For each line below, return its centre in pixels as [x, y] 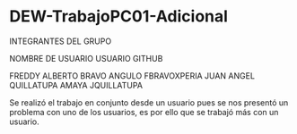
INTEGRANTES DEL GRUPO [61, 41]
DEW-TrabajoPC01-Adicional [119, 17]
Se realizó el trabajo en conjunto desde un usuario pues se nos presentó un [149, 102]
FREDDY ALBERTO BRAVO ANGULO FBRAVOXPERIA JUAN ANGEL [132, 75]
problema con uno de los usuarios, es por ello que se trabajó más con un [144, 112]
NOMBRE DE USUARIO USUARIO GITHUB [86, 58]
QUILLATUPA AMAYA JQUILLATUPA [76, 85]
